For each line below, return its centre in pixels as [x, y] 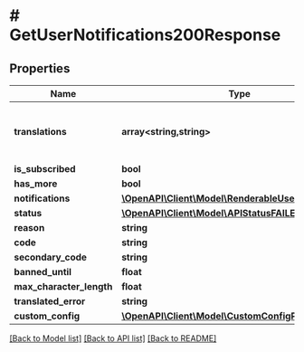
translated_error [50, 301]
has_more [36, 184]
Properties [40, 68]
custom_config [47, 316]
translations [40, 132]
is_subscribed [45, 169]
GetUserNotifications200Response [145, 35]
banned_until [43, 272]
